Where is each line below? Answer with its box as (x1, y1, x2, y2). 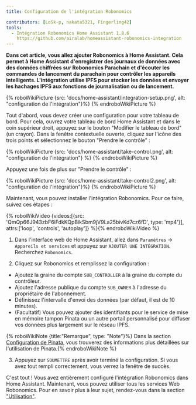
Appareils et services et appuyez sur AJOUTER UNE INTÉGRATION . (14, 242, 171, 249)
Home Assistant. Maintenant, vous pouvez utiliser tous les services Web (6, 380, 180, 387)
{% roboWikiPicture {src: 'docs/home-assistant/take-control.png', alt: (6, 148, 174, 156)
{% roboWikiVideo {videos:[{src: (6, 212, 85, 220)
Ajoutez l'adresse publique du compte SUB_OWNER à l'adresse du (14, 284, 167, 291)
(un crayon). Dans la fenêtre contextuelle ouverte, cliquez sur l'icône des (6, 130, 181, 138)
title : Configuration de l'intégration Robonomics (6, 8, 132, 15)
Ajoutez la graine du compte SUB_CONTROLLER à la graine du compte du (14, 271, 183, 279)
